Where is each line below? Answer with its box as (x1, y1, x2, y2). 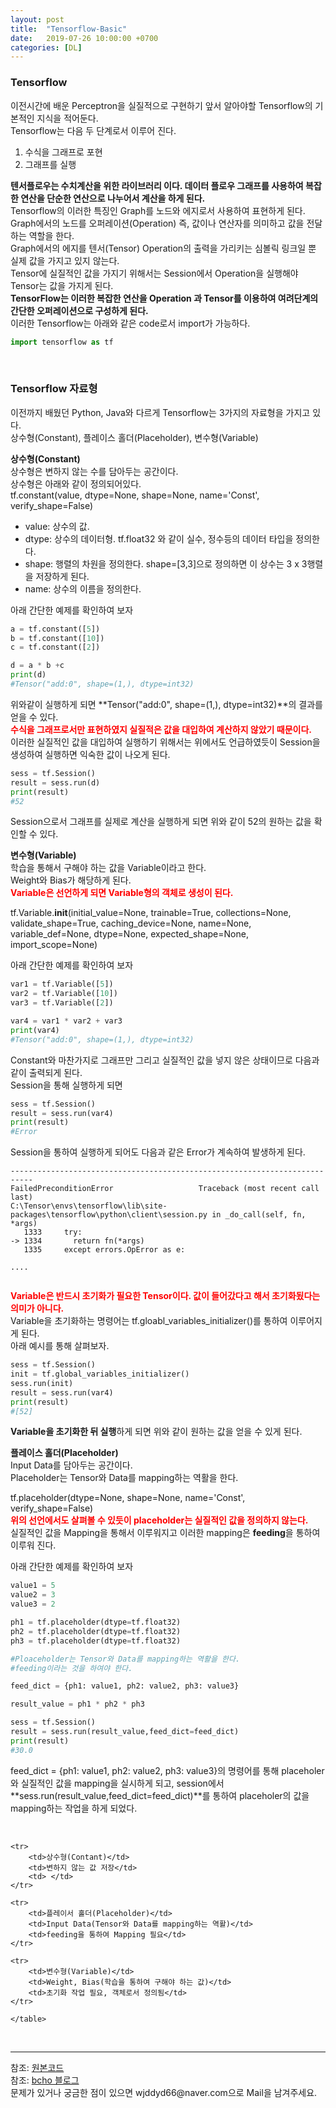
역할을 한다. (28, 229, 75, 241)
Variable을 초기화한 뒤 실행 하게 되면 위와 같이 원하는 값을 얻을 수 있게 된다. (10, 1426, 303, 1438)
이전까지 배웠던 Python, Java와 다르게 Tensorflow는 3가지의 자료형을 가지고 (10, 406, 311, 418)
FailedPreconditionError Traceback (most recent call (10, 1184, 320, 1194)
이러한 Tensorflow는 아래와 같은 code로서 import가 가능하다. (10, 317, 251, 329)
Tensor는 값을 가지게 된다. (10, 279, 114, 291)
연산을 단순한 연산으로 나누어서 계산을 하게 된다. (20, 192, 206, 204)
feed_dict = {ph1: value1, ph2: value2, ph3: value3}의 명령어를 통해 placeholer (10, 1764, 325, 1776)
